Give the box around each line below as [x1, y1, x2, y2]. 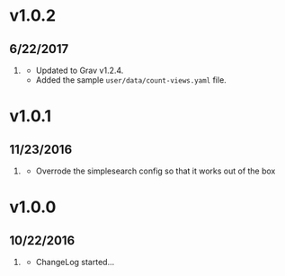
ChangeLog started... [35, 257, 115, 267]
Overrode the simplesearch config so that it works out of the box [35, 165, 276, 176]
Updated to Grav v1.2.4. [35, 65, 124, 76]
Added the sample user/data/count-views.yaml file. [35, 75, 227, 85]
